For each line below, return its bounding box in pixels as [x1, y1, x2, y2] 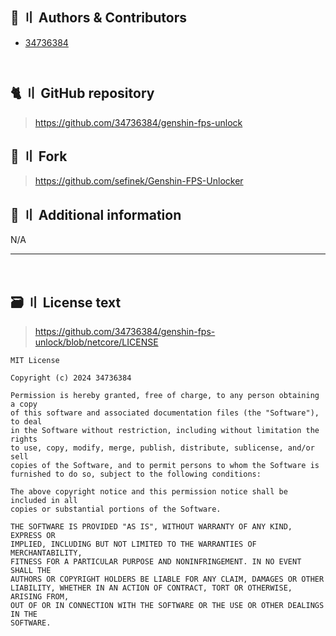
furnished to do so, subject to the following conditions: [10, 469, 262, 480]
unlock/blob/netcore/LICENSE [34, 336, 159, 348]
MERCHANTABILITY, [10, 548, 83, 558]
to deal [10, 417, 43, 427]
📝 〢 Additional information [10, 206, 182, 223]
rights [10, 434, 38, 445]
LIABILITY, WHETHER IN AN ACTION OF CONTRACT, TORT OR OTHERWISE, [10, 583, 293, 593]
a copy [10, 399, 38, 410]
